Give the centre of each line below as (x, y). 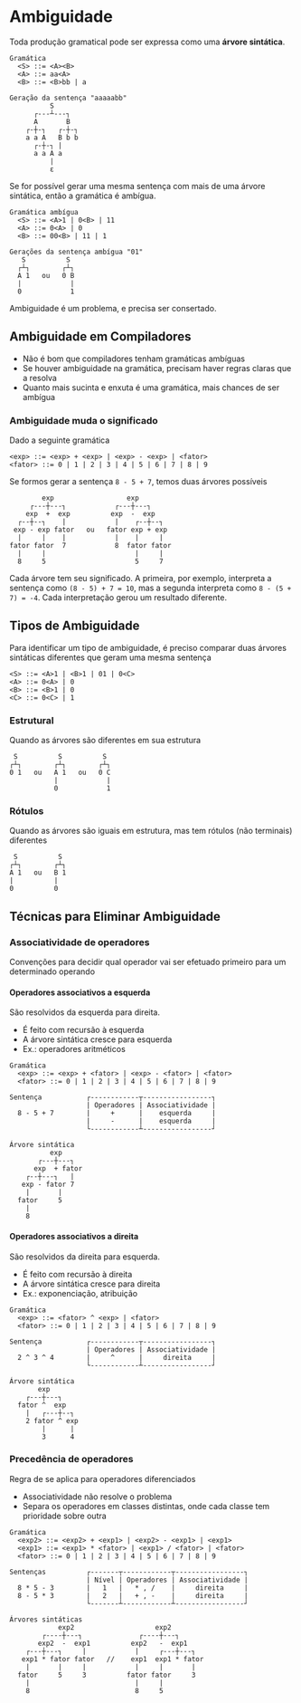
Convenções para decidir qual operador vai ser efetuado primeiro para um (148, 962)
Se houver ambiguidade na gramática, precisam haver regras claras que (157, 368)
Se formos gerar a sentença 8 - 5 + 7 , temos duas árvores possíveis (138, 482)
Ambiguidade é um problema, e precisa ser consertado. (113, 308)
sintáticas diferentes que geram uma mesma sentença (111, 657)
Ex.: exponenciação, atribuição (80, 1293)
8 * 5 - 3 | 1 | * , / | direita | (133, 1588)
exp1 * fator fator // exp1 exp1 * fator (113, 1659)
